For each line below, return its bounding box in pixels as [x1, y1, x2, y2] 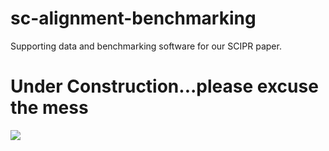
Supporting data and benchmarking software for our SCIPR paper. [10, 40, 282, 52]
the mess [10, 97, 89, 119]
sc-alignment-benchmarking [10, 7, 257, 30]
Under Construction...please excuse [10, 75, 319, 98]
